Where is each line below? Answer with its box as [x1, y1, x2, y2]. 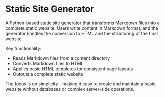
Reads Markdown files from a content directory [12, 55, 110, 61]
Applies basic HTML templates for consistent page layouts [12, 66, 133, 72]
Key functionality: [5, 45, 42, 51]
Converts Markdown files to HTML [12, 60, 84, 66]
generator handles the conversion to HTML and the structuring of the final [5, 30, 158, 36]
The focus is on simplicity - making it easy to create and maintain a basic [5, 81, 156, 87]
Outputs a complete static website [12, 71, 84, 77]
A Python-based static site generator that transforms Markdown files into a [5, 20, 160, 26]
